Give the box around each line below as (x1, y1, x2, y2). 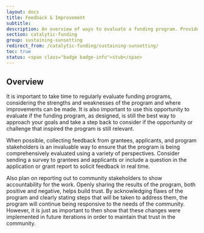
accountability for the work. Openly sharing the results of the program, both (6, 181, 196, 189)
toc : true (6, 49, 32, 55)
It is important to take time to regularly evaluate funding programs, (6, 92, 172, 100)
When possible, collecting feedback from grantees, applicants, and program (6, 137, 197, 144)
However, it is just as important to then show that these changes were (6, 207, 181, 214)
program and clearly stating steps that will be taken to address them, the (6, 194, 188, 201)
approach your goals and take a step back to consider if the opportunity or (6, 119, 193, 126)
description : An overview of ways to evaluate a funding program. (6, 26, 178, 32)
